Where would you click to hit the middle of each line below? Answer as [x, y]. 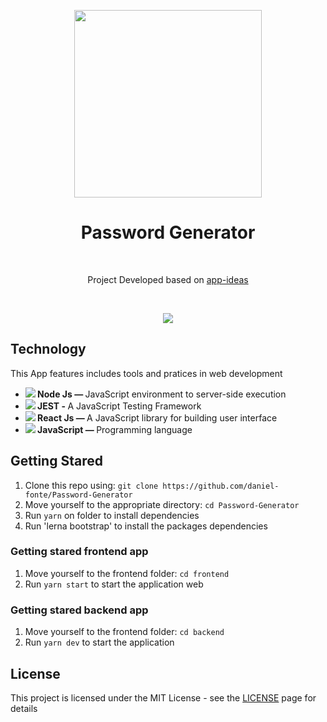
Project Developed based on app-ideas [168, 279]
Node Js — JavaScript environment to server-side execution [162, 394]
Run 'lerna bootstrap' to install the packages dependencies [146, 526]
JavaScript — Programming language [115, 429]
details [24, 708]
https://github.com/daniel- [221, 486]
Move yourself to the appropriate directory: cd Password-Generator [162, 504]
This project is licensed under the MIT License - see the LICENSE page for [163, 697]
